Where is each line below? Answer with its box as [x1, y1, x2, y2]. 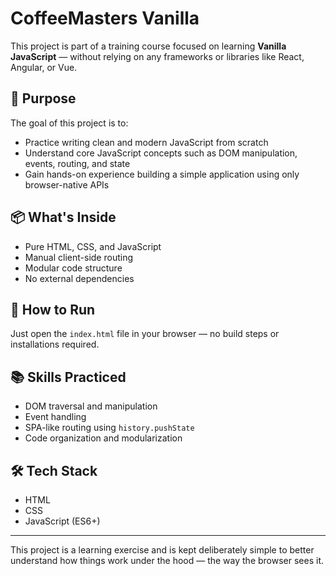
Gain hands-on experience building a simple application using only [24, 168, 300, 180]
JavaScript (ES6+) [24, 515, 101, 527]
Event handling [24, 411, 87, 423]
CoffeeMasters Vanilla [10, 7, 200, 30]
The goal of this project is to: [10, 117, 129, 129]
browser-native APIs [24, 178, 110, 191]
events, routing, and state [24, 157, 131, 169]
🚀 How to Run [10, 301, 96, 318]
